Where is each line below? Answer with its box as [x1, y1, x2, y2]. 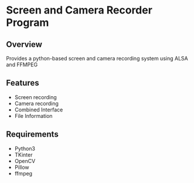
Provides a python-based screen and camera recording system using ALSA [6, 55, 189, 62]
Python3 [14, 145, 35, 152]
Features [6, 78, 39, 88]
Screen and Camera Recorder [6, 4, 152, 17]
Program [6, 16, 49, 29]
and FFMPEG [6, 61, 38, 68]
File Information [14, 112, 53, 119]
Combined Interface [14, 106, 63, 113]
